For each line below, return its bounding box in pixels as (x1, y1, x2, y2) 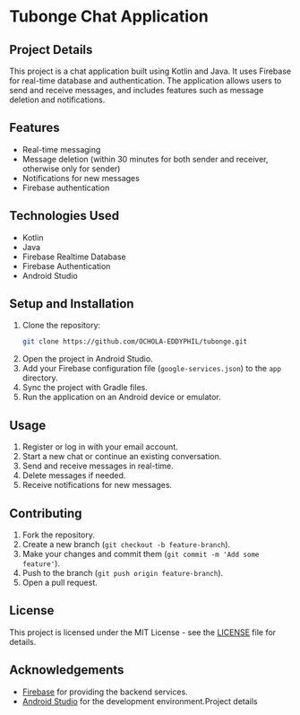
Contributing (9, 505, 82, 521)
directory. (21, 372, 58, 383)
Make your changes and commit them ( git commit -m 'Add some (21, 548, 260, 559)
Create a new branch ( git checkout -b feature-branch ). (21, 538, 231, 549)
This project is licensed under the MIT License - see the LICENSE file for (9, 626, 276, 638)
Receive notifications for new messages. (21, 480, 173, 491)
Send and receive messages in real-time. (21, 460, 175, 472)
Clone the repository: (21, 320, 101, 331)
